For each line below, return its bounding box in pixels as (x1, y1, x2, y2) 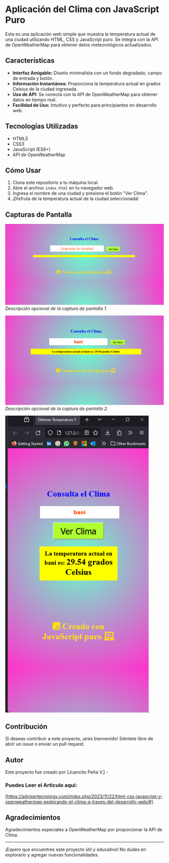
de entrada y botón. (12, 75, 54, 81)
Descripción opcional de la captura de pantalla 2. (5, 405, 109, 411)
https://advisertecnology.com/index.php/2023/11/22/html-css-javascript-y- (7, 793, 163, 799)
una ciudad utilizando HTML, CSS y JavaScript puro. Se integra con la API (5, 36, 158, 42)
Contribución (5, 723, 48, 731)
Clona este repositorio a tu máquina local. (12, 179, 99, 185)
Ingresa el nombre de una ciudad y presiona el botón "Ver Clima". (12, 190, 148, 197)
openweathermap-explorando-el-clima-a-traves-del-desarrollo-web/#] (5, 798, 153, 804)
